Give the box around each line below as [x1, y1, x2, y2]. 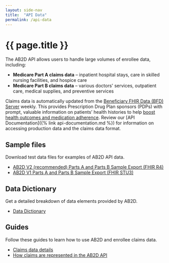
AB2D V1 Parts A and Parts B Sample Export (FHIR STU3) [12, 169, 134, 176]
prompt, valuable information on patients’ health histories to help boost [5, 109, 156, 115]
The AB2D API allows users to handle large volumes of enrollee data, [5, 56, 151, 62]
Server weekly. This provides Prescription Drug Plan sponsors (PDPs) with [5, 103, 163, 110]
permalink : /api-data [5, 17, 52, 22]
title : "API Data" [5, 12, 47, 17]
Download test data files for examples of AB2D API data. [5, 154, 125, 160]
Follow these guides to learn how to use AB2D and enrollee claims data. [5, 236, 157, 242]
